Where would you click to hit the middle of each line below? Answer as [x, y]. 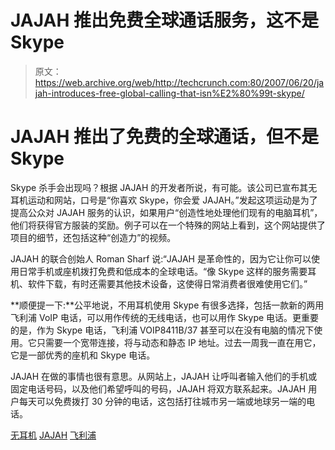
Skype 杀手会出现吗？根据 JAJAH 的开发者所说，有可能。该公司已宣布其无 [164, 187]
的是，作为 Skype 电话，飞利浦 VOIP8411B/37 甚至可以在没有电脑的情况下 [162, 330]
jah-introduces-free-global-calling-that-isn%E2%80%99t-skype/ [169, 93]
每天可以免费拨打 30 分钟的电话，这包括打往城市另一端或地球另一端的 [162, 401]
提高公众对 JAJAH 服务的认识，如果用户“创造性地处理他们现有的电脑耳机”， [166, 212]
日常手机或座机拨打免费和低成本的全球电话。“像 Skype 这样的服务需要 [163, 271]
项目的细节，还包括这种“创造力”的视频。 [93, 237]
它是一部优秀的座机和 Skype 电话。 [83, 355]
